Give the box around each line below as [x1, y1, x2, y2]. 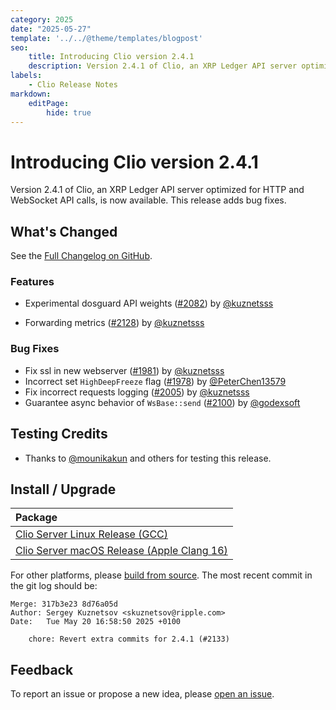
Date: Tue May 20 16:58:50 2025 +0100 [10, 617, 182, 627]
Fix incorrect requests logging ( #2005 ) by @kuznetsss [24, 386, 250, 398]
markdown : [10, 89, 52, 99]
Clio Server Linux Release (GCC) [15, 527, 169, 541]
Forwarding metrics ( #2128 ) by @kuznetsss [24, 317, 205, 329]
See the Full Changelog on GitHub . [10, 250, 153, 262]
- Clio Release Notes [28, 80, 118, 90]
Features [10, 275, 55, 289]
